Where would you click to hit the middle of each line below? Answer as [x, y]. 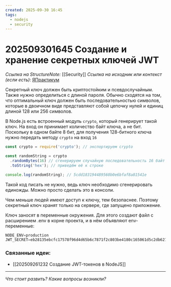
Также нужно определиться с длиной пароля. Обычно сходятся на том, [83, 95]
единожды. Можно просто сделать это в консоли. [60, 190]
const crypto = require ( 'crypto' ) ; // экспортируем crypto [69, 147]
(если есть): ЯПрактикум [32, 80]
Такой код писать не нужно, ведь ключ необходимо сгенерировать [79, 185]
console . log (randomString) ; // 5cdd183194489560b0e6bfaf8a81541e [76, 175]
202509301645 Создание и [66, 49]
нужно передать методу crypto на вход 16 [51, 138]
